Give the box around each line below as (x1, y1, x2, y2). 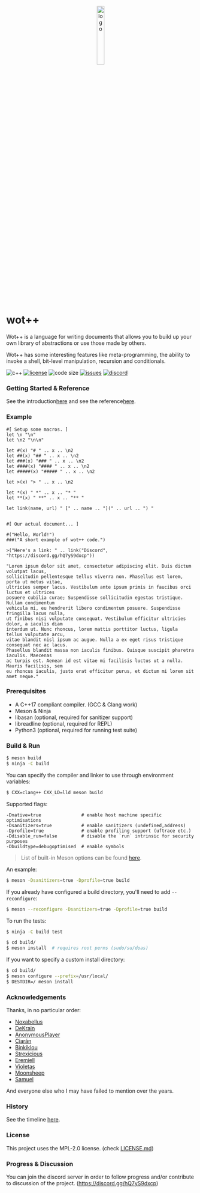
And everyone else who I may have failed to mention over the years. (6, 1087, 174, 1094)
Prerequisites (6, 687, 46, 696)
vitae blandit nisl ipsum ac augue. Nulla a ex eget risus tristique (6, 637, 184, 643)
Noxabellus (14, 1018, 43, 1025)
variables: (6, 778, 31, 785)
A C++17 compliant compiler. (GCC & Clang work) (14, 700, 138, 708)
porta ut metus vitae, (6, 578, 63, 585)
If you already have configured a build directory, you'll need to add (6, 888, 171, 895)
